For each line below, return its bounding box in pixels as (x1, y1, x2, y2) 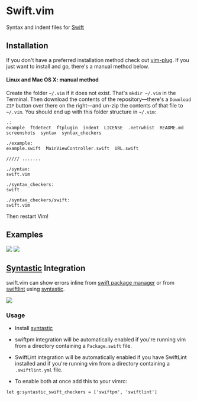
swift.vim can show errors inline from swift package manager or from (6, 279, 175, 286)
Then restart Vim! (6, 213, 49, 220)
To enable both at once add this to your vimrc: (14, 377, 127, 384)
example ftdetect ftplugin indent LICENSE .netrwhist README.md (6, 125, 184, 131)
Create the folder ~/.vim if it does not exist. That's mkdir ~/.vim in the (6, 89, 176, 96)
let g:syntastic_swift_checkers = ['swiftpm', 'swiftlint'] (6, 389, 158, 395)
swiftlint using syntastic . (6, 285, 65, 292)
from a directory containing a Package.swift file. (14, 342, 132, 349)
